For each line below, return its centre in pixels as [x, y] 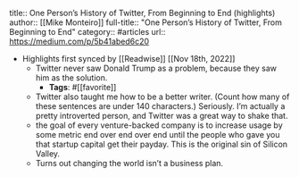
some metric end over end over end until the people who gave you [158, 135]
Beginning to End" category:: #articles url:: [87, 32]
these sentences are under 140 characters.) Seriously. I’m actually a [160, 106]
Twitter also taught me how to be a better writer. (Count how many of [162, 97]
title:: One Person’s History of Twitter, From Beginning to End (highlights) [142, 13]
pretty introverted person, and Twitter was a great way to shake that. [162, 116]
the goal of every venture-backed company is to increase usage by [159, 125]
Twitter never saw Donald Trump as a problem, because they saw [156, 68]
